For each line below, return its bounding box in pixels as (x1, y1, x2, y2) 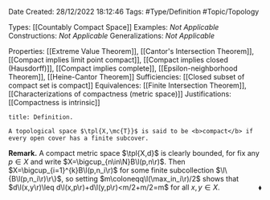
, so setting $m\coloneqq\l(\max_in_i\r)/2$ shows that (61, 174, 239, 183)
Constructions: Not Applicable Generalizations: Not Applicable (8, 31, 215, 40)
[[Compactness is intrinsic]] (8, 98, 100, 107)
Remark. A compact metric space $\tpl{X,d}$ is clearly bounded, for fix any (8, 149, 260, 157)
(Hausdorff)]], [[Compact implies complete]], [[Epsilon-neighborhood (8, 63, 238, 73)
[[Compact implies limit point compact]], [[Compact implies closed (8, 55, 229, 64)
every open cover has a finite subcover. (8, 134, 149, 142)
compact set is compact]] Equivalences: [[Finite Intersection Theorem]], (8, 80, 247, 90)
